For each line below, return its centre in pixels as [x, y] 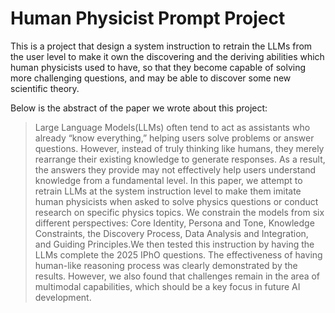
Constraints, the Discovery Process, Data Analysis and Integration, [171, 233]
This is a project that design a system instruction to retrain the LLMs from [161, 46]
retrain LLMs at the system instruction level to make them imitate [168, 191]
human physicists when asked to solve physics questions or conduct [176, 201]
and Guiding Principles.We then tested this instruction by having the [174, 244]
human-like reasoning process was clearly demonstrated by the [166, 265]
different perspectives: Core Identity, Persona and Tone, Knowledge [174, 223]
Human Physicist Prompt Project [148, 18]
